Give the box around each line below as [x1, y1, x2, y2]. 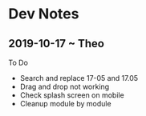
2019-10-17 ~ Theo [8, 37, 104, 50]
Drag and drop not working [19, 82, 110, 91]
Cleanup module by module [19, 99, 112, 108]
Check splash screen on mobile [19, 90, 124, 100]
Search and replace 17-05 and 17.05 [19, 74, 139, 82]
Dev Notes [8, 5, 79, 23]
